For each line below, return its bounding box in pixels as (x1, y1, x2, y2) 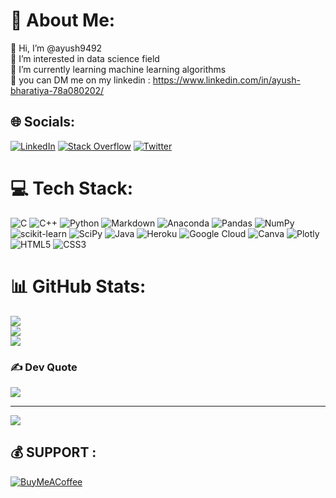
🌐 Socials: (10, 114, 76, 131)
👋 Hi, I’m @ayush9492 (10, 42, 103, 54)
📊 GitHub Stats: (10, 275, 147, 298)
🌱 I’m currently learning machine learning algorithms (10, 63, 227, 75)
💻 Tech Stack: (10, 177, 134, 199)
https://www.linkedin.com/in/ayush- (152, 74, 301, 86)
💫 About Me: (10, 9, 116, 32)
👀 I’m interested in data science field (10, 52, 160, 64)
